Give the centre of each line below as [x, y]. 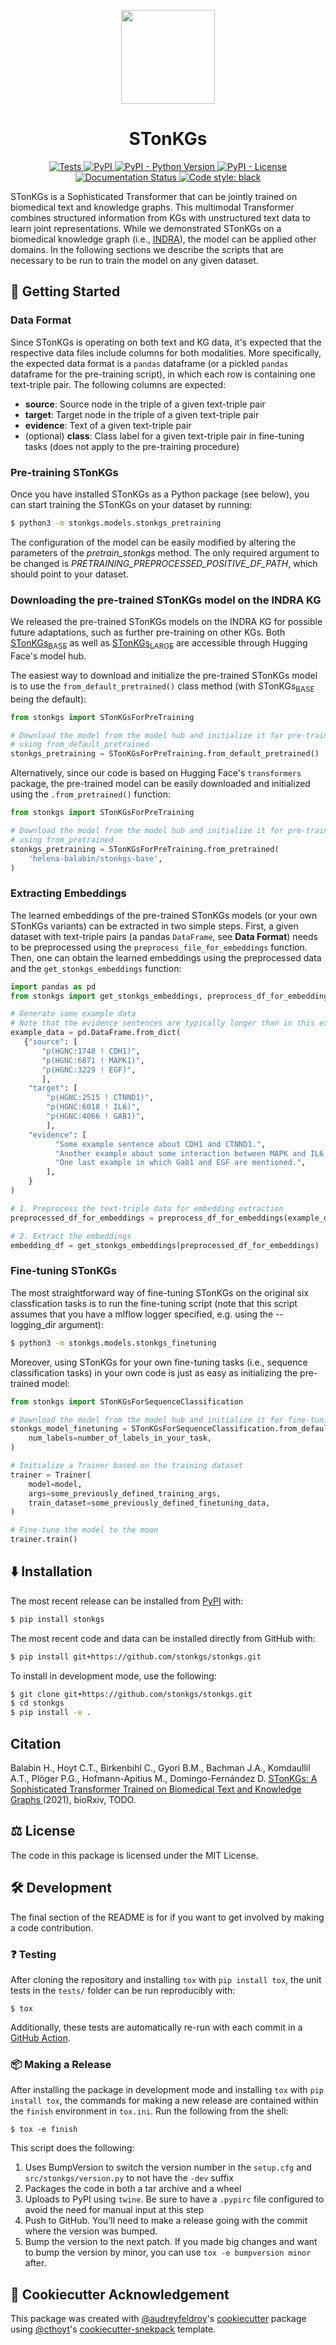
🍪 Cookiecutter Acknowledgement [120, 2294]
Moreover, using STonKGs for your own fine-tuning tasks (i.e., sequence [159, 1362]
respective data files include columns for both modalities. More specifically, [166, 352]
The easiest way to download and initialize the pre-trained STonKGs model [164, 675]
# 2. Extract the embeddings [71, 1236]
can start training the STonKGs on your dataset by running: [131, 504]
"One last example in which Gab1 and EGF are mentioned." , [180, 1163]
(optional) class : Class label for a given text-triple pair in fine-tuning [164, 436]
